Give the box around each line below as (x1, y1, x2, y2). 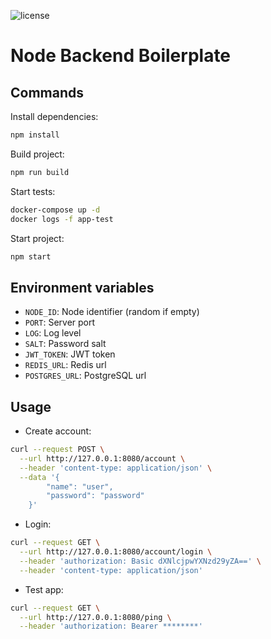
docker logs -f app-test (10, 214, 114, 224)
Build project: (10, 148, 65, 160)
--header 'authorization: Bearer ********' (19, 621, 203, 632)
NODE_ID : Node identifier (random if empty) (24, 306, 200, 318)
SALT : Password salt (24, 338, 107, 350)
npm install (10, 130, 60, 140)
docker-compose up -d (10, 205, 101, 215)
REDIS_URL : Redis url (24, 359, 107, 371)
